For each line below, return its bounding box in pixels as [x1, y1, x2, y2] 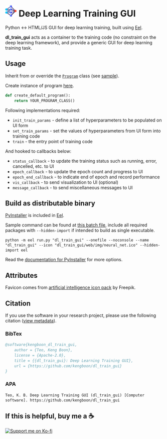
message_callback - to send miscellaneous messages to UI [12, 184, 133, 190]
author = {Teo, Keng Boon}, [14, 348, 73, 353]
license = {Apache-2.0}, [14, 353, 66, 358]
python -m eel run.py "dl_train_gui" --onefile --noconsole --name [5, 238, 149, 243]
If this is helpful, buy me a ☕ [5, 412, 94, 420]
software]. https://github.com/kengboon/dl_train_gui [5, 397, 120, 403]
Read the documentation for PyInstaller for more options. [5, 257, 123, 263]
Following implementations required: [5, 107, 80, 113]
